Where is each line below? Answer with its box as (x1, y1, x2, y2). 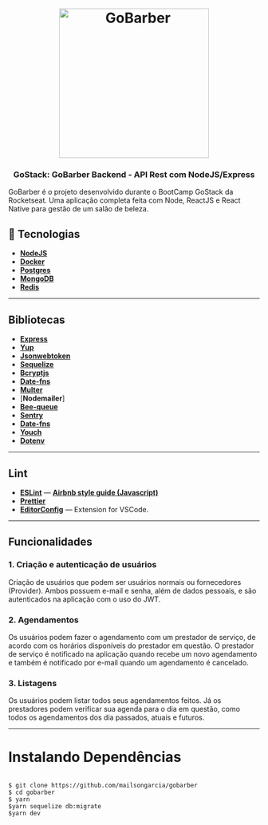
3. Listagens (8, 677, 57, 689)
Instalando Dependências (8, 748, 182, 766)
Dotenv (19, 436, 45, 446)
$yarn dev (8, 810, 41, 818)
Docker (19, 257, 45, 266)
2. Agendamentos (8, 614, 79, 626)
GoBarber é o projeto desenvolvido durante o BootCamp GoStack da (8, 187, 234, 197)
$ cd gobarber (8, 788, 56, 797)
